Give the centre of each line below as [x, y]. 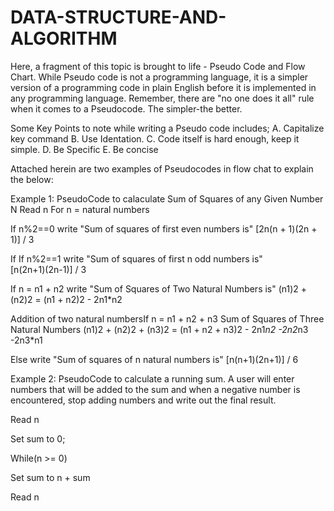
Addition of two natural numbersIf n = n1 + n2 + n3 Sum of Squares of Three [167, 318]
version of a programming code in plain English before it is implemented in [163, 87]
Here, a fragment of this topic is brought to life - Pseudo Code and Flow [158, 66]
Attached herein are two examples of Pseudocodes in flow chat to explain [162, 168]
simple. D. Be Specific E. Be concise [84, 149]
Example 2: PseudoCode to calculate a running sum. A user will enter [152, 378]
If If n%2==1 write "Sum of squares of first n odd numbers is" [136, 258]
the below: [32, 179]
